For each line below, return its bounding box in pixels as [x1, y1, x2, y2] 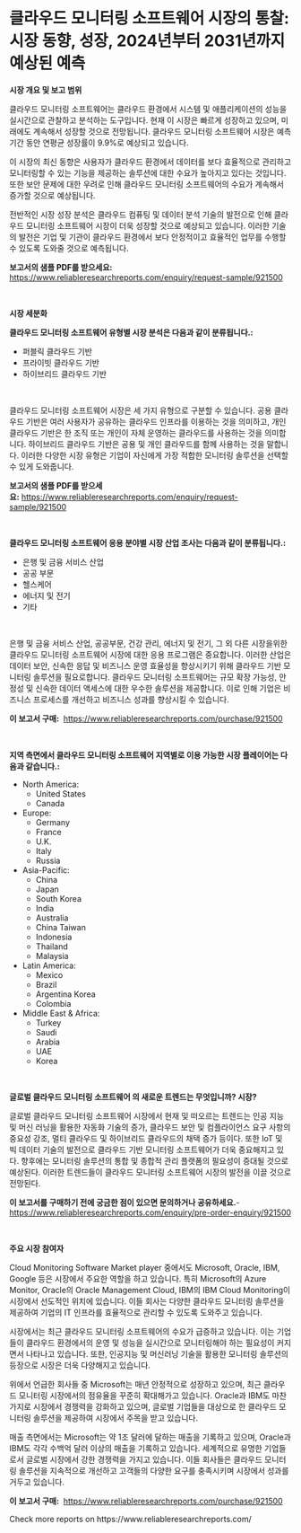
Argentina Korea [35, 989, 96, 1000]
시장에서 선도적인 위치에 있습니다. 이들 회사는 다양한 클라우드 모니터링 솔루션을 [9, 1295, 285, 1307]
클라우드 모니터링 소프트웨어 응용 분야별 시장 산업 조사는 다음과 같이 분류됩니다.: [9, 537, 287, 548]
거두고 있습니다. [9, 1476, 65, 1487]
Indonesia [35, 931, 73, 942]
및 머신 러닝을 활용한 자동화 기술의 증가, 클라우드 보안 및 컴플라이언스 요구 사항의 [9, 1122, 291, 1132]
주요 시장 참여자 [9, 1243, 64, 1254]
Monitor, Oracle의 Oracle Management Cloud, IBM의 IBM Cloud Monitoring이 [9, 1284, 291, 1295]
